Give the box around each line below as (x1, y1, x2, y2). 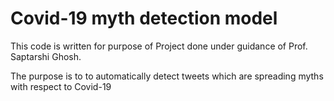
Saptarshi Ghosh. (10, 50, 82, 62)
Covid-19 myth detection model (10, 7, 278, 30)
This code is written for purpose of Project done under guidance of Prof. (10, 40, 308, 52)
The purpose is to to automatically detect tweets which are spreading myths (10, 70, 324, 82)
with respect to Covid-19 (10, 80, 112, 92)
